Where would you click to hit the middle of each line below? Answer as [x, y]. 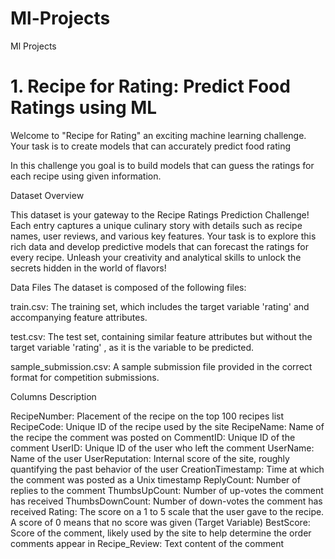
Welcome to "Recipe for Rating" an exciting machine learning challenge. [158, 135]
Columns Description [53, 396]
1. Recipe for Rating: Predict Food [150, 86]
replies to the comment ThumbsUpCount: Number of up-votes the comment [167, 490]
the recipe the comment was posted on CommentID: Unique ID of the [153, 437]
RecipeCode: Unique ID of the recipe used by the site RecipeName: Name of [167, 426]
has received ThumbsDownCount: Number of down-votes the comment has [166, 501]
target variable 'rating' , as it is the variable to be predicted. [132, 347]
